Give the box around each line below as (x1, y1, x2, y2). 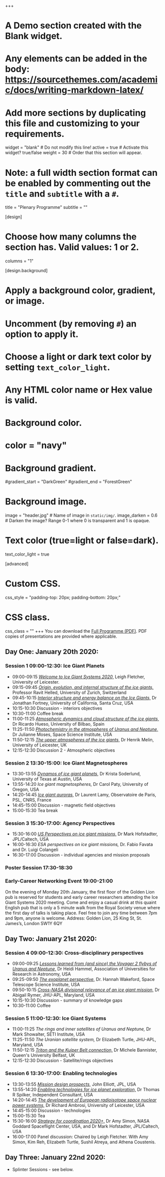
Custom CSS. (5, 578, 61, 589)
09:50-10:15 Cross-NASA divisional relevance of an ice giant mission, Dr (12, 987, 160, 993)
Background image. (5, 496, 87, 507)
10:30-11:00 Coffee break (12, 710, 64, 716)
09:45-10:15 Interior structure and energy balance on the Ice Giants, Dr (12, 694, 157, 700)
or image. (5, 295, 45, 307)
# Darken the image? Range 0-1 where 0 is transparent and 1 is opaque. (5, 518, 150, 524)
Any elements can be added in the (5, 53, 147, 64)
